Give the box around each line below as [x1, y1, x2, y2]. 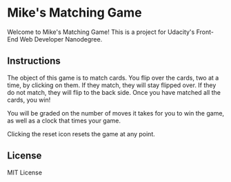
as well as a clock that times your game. [7, 116, 121, 125]
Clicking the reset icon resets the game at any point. [7, 129, 155, 138]
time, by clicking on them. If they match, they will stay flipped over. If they [7, 81, 217, 89]
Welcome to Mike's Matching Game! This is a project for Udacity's [7, 28, 195, 36]
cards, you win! [7, 95, 51, 104]
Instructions [7, 55, 61, 67]
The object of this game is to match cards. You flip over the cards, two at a [7, 73, 219, 82]
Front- [196, 28, 214, 36]
